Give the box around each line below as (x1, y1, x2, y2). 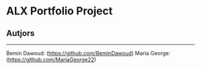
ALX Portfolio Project (6, 4, 113, 18)
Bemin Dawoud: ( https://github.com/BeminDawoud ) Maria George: (6, 50, 170, 56)
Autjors (6, 28, 35, 38)
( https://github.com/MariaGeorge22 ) (6, 56, 97, 63)
